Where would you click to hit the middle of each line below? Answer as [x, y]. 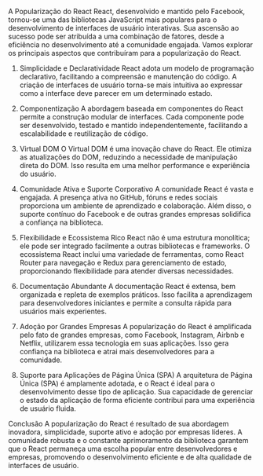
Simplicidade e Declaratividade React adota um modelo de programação [137, 68]
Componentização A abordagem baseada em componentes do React [131, 108]
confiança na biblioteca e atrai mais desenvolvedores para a [117, 352]
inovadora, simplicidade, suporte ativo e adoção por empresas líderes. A [125, 432]
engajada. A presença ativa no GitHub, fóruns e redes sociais [119, 197]
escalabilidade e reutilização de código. [84, 134]
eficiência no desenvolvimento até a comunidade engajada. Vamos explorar [131, 45]
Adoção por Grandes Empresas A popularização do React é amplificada [136, 326]
